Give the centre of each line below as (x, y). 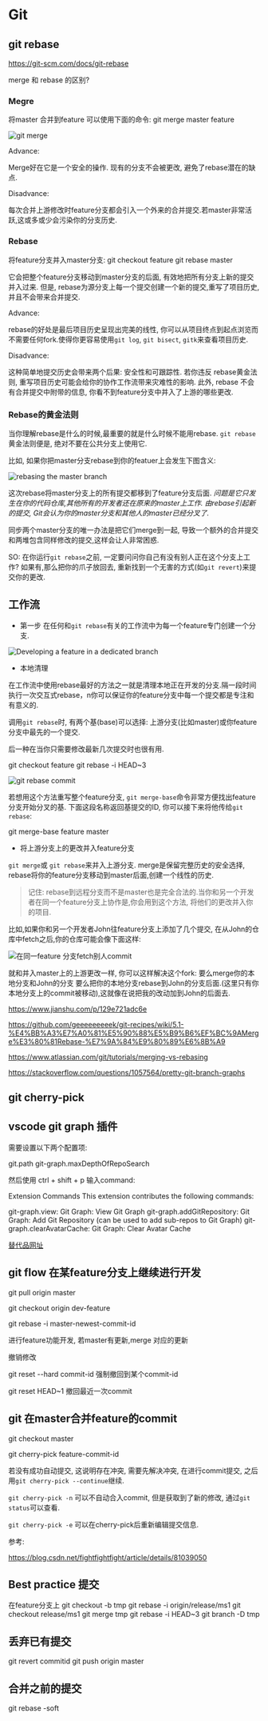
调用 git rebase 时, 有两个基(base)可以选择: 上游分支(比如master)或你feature (133, 722)
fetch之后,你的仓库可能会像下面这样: (81, 939)
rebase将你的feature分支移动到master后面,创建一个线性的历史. (111, 875)
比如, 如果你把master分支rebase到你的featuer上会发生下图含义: (112, 460)
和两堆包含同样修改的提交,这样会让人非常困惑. (84, 540)
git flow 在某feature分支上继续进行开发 (105, 1273)
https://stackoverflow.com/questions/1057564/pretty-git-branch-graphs (127, 1072)
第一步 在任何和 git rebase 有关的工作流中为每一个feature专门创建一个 (134, 625)
